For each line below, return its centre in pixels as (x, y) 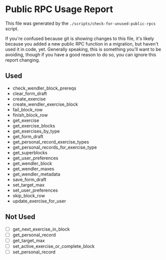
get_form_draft (28, 136)
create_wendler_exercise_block (45, 104)
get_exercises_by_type (36, 131)
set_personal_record (34, 252)
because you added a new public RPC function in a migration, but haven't (82, 44)
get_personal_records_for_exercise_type (55, 147)
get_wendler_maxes (33, 168)
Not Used (20, 217)
